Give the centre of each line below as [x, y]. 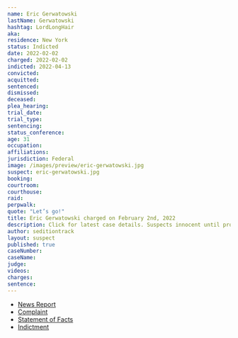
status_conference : [36, 133]
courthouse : [25, 192]
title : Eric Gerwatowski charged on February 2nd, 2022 [91, 218]
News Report [37, 304]
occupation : [25, 146]
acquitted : [23, 80]
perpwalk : [22, 205]
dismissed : [23, 93]
